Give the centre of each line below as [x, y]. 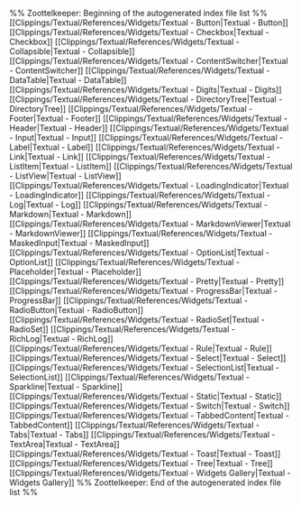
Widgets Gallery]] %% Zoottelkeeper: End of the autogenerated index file [146, 482]
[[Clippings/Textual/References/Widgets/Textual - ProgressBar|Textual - [143, 291]
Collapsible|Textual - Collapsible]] [72, 51]
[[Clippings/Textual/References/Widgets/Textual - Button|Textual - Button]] [149, 23]
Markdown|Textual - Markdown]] [71, 214]
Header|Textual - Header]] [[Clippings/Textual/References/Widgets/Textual [149, 128]
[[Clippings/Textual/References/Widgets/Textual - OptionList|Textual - [140, 252]
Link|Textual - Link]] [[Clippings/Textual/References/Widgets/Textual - [140, 156]
